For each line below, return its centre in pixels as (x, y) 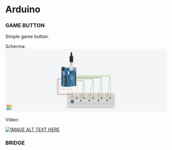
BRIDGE (15, 143)
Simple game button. (27, 36)
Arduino (23, 9)
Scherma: (16, 47)
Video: (12, 119)
